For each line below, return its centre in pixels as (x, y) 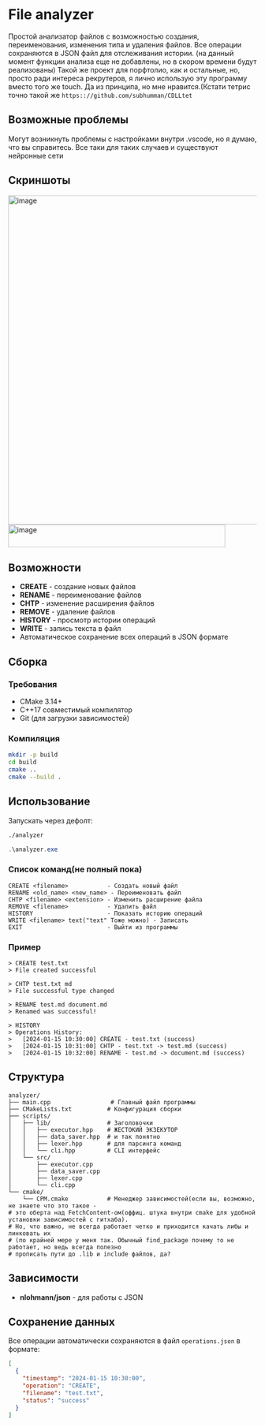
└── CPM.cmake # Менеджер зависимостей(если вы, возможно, (139, 1199)
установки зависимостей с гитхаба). (68, 1219)
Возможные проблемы (68, 120)
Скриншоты (39, 180)
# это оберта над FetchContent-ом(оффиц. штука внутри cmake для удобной (132, 1212)
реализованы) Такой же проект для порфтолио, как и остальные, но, (124, 69)
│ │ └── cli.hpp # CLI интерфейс (84, 1150)
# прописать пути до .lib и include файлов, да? (90, 1254)
